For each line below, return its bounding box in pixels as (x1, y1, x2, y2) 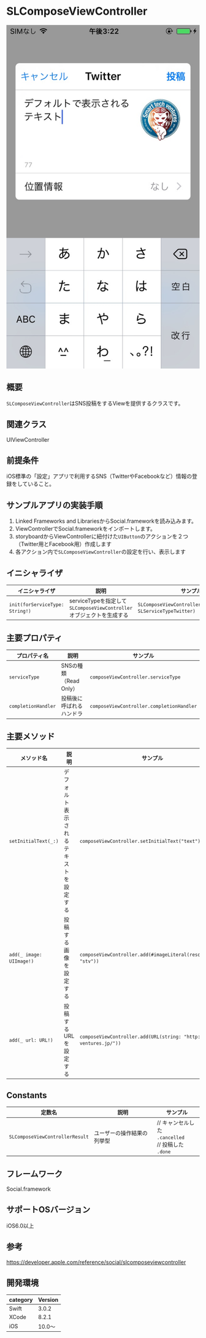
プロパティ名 (16, 652, 49, 659)
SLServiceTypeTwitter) (137, 609, 196, 615)
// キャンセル (156, 1118, 189, 1126)
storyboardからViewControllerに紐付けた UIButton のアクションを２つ (15, 533, 189, 540)
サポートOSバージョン (6, 1204, 91, 1215)
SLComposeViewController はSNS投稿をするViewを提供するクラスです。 (6, 399, 184, 407)
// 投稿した (156, 1140, 184, 1148)
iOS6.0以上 (6, 1222, 34, 1229)
